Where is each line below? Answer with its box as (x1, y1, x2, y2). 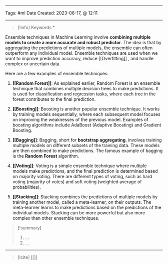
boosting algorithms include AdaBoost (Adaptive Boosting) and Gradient (12, 122, 161, 128)
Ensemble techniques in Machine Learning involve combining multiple (5, 34, 151, 40)
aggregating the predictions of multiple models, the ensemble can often (5, 45, 153, 51)
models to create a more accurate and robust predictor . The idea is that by (5, 40, 161, 45)
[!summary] (17, 225, 41, 231)
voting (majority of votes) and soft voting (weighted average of (12, 179, 142, 185)
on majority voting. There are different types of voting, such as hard (12, 174, 152, 179)
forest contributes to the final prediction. (12, 96, 96, 102)
